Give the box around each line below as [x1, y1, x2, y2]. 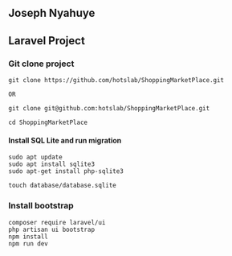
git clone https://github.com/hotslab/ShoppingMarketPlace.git [8, 76, 225, 85]
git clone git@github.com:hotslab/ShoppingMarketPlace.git [8, 105, 210, 113]
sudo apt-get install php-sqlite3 [8, 167, 124, 175]
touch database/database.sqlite [8, 181, 116, 190]
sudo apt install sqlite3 [8, 160, 95, 168]
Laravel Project [8, 34, 86, 47]
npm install [8, 233, 48, 241]
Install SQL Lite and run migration [8, 135, 122, 145]
